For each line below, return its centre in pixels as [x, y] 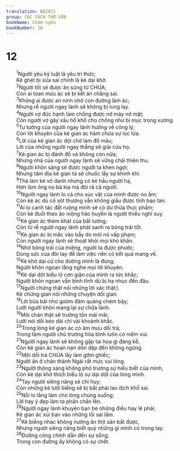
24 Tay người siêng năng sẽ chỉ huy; [59, 381]
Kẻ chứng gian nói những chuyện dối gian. [67, 294]
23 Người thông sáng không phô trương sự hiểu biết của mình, [90, 367]
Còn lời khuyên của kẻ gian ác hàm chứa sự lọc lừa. [78, 133]
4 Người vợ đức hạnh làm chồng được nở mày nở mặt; [80, 113]
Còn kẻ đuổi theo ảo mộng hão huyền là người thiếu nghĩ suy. [90, 214]
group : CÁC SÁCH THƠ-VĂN [36, 17]
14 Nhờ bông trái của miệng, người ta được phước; [75, 247]
